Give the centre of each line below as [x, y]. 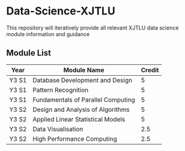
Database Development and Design [83, 80]
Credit [150, 70]
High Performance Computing [75, 138]
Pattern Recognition [61, 90]
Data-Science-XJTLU [61, 11]
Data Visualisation [58, 129]
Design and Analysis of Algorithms [81, 109]
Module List [29, 53]
